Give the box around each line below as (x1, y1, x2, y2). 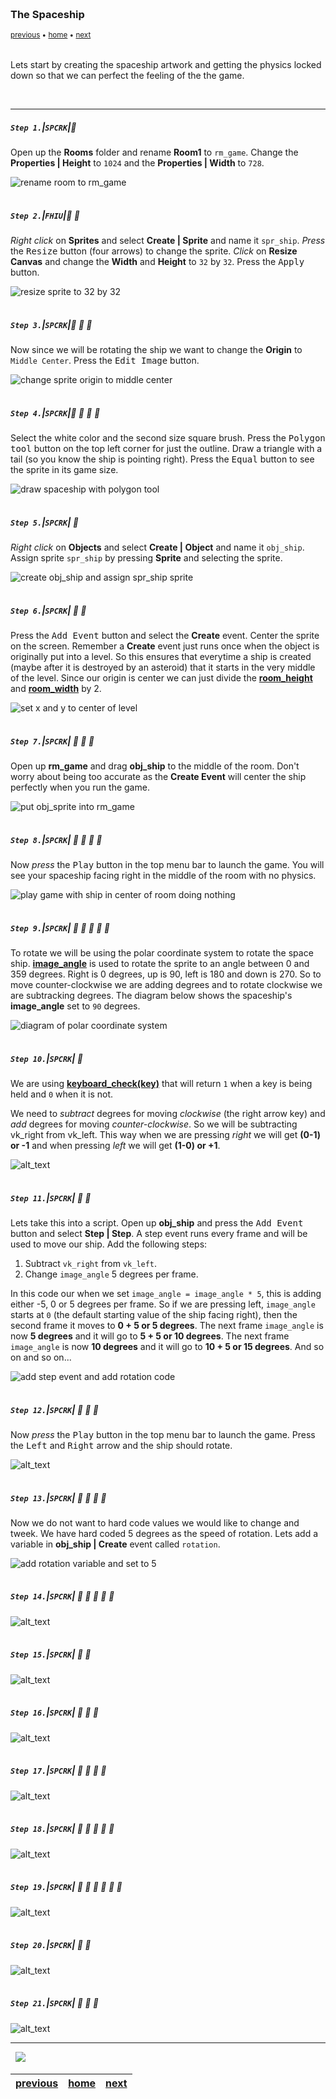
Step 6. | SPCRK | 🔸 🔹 (10, 604, 87, 616)
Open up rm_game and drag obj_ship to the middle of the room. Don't (10, 760, 300, 772)
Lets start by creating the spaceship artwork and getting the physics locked (10, 59, 322, 71)
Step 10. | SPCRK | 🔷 (10, 1052, 83, 1064)
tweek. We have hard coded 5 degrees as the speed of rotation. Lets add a (10, 1527, 319, 1539)
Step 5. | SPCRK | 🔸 (10, 516, 79, 528)
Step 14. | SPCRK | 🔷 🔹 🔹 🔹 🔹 (10, 1590, 115, 1602)
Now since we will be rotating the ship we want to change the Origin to (10, 344, 303, 356)
